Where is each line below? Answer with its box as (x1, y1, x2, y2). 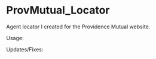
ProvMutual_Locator (6, 4, 110, 17)
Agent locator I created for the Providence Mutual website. (6, 23, 151, 30)
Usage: (6, 34, 24, 41)
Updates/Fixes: (6, 45, 44, 53)
